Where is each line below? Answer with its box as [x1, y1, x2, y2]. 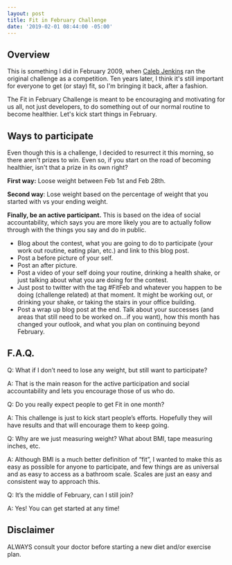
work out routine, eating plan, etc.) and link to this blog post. [17, 247, 189, 254]
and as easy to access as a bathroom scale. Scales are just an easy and [7, 469, 213, 478]
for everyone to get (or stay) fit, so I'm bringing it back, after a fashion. [7, 82, 208, 90]
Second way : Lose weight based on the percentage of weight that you [7, 190, 209, 198]
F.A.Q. [7, 347, 35, 359]
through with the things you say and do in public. [7, 226, 147, 234]
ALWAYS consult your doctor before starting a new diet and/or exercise [7, 542, 211, 551]
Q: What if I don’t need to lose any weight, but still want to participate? [7, 365, 208, 374]
